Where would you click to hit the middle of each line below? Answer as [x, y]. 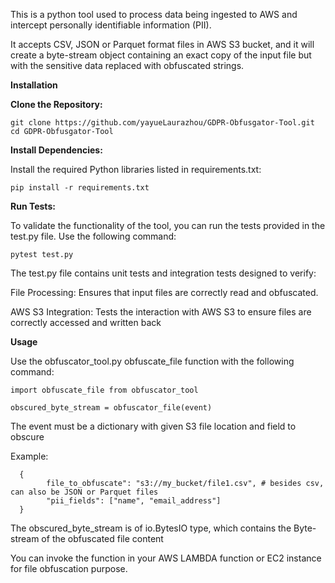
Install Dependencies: [56, 150]
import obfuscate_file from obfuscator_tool [104, 390]
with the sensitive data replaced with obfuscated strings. [127, 65]
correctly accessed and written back [86, 322]
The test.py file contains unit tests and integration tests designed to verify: [163, 273]
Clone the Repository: [56, 104]
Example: [29, 456]
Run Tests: [33, 206]
